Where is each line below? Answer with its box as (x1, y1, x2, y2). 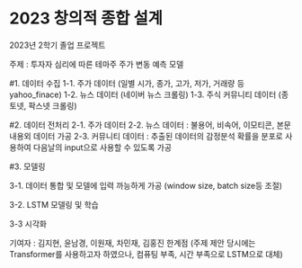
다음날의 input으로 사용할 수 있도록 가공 (32, 141, 173, 153)
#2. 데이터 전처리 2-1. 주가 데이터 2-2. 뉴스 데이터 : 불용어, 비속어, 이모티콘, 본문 (9, 119, 292, 130)
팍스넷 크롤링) (28, 100, 78, 111)
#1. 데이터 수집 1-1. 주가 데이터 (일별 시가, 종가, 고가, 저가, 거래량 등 (9, 77, 245, 88)
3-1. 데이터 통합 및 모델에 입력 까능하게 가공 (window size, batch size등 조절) (9, 180, 283, 191)
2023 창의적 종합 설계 (9, 8, 164, 29)
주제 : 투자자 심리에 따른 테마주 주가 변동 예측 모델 (9, 58, 184, 69)
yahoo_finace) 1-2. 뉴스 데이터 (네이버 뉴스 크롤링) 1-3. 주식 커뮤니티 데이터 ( (9, 89, 281, 100)
